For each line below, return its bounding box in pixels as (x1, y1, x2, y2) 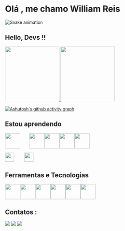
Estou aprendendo (5, 120, 62, 128)
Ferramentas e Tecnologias (5, 171, 89, 179)
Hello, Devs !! (5, 33, 46, 42)
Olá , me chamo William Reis (5, 3, 121, 15)
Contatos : (5, 208, 37, 216)
